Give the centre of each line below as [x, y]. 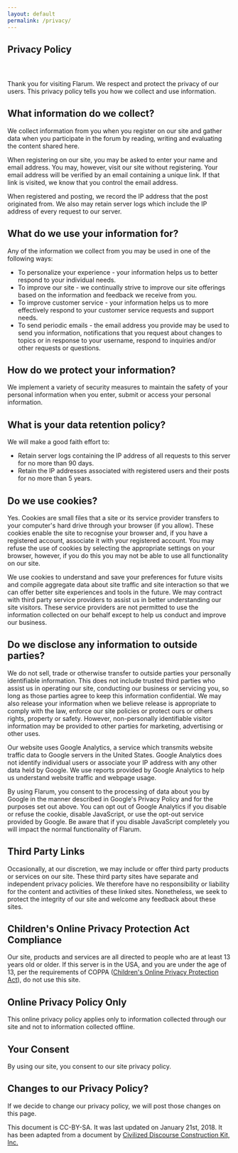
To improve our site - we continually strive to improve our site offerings [121, 287]
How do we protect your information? [92, 370]
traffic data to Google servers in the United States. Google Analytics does [115, 754]
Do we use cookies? [53, 501]
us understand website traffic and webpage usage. [82, 777]
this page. [22, 1113]
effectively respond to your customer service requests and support [116, 310]
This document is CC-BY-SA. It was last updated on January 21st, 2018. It [115, 1127]
